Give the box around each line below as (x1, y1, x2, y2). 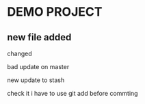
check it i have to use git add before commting (7, 90, 138, 97)
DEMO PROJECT (7, 4, 103, 20)
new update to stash (7, 76, 65, 84)
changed (7, 49, 32, 57)
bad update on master (7, 63, 70, 70)
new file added (7, 31, 72, 43)
